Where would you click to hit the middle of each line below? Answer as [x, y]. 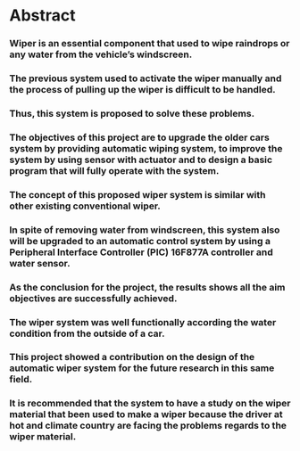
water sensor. [40, 263]
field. [21, 380]
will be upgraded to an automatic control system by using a [140, 241]
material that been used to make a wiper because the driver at [146, 414]
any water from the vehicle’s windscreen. [101, 54]
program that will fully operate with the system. [114, 170]
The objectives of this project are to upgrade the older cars [139, 137]
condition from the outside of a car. [87, 333]
